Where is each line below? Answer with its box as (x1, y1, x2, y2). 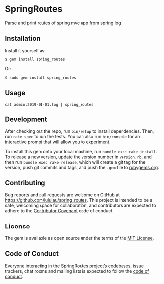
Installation (5, 34, 41, 43)
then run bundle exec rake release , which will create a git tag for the (5, 159, 146, 165)
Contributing (5, 178, 45, 187)
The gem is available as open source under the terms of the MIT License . (5, 235, 154, 241)
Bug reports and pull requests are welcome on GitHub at (5, 192, 120, 198)
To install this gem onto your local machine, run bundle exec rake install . (5, 149, 157, 155)
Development (5, 115, 48, 123)
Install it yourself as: (5, 47, 46, 53)
